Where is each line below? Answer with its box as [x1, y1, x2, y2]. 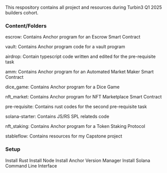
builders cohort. [5, 10, 39, 16]
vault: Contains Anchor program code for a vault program [5, 44, 125, 50]
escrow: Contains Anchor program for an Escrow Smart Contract [5, 34, 141, 40]
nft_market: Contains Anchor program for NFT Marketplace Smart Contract [5, 94, 162, 100]
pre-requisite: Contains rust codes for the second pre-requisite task [5, 103, 147, 110]
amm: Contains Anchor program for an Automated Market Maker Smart [5, 68, 154, 75]
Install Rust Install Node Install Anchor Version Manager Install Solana [5, 157, 151, 163]
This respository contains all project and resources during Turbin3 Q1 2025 [5, 5, 162, 10]
